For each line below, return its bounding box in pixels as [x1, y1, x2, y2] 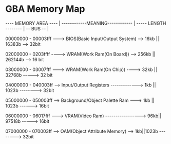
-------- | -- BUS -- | [5, 25, 49, 31]
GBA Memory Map [5, 3, 85, 15]
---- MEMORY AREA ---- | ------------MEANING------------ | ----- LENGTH [5, 20, 166, 26]
